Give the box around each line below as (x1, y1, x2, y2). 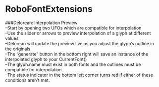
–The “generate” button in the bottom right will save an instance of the (5, 51, 149, 57)
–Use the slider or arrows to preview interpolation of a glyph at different (5, 30, 151, 36)
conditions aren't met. (5, 77, 50, 83)
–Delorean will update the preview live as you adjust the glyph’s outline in (5, 40, 155, 46)
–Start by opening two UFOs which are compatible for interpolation (5, 25, 142, 30)
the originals (5, 46, 31, 52)
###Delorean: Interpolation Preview (5, 20, 78, 26)
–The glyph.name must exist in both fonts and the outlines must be (5, 61, 141, 67)
